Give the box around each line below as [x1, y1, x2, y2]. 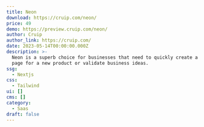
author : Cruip [6, 32, 43, 38]
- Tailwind [12, 83, 40, 89]
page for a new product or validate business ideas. [12, 60, 149, 66]
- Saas [12, 105, 29, 112]
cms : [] [6, 94, 26, 100]
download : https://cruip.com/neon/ [6, 15, 97, 21]
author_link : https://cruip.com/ [6, 37, 92, 43]
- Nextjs [12, 71, 34, 78]
